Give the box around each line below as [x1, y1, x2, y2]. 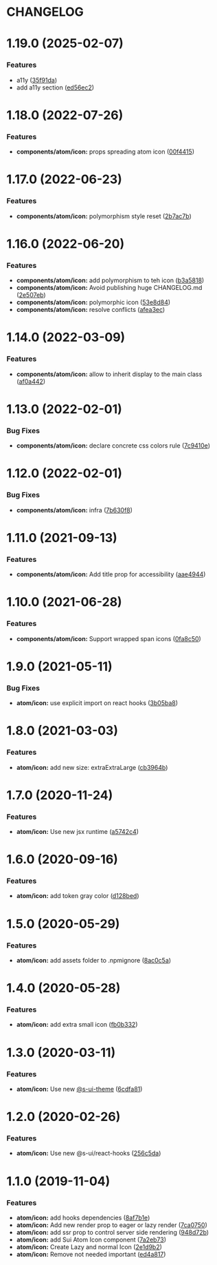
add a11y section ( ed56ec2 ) [16, 83, 94, 92]
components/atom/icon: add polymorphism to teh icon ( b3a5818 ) [16, 276, 205, 284]
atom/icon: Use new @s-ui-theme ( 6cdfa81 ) [16, 1085, 143, 1093]
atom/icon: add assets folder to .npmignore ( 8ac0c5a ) [16, 956, 172, 964]
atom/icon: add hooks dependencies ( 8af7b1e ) [16, 1213, 150, 1222]
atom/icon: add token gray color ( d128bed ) [16, 892, 139, 900]
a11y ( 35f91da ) [16, 76, 58, 84]
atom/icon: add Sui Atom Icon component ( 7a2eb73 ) [16, 1235, 166, 1244]
